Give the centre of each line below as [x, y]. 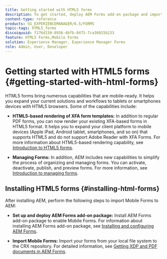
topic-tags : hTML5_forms [31, 28]
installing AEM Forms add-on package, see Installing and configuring [83, 226]
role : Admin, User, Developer [37, 47]
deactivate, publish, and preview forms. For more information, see [80, 168]
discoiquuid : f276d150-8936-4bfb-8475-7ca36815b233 [60, 33]
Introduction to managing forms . [45, 173]
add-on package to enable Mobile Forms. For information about [77, 221]
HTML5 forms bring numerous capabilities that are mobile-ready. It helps [80, 95]
